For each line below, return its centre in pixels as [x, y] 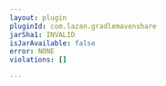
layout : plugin [38, 18]
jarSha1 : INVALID [42, 34]
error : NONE [32, 52]
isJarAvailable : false [52, 43]
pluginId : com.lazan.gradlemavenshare [83, 26]
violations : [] [38, 60]
